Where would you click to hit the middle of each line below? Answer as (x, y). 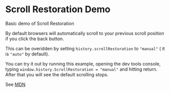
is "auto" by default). (27, 54)
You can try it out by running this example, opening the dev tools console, (83, 64)
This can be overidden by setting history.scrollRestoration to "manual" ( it (85, 48)
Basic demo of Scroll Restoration (40, 23)
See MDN (15, 84)
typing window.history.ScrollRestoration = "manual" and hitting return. (81, 69)
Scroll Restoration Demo (58, 9)
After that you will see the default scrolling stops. (57, 74)
